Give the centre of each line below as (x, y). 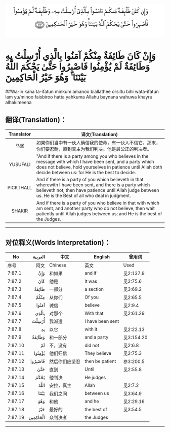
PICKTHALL (20, 187)
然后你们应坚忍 (65, 361)
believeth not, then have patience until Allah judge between (98, 190)
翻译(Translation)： (36, 120)
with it (91, 329)
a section (94, 289)
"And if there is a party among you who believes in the (92, 156)
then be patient (100, 361)
